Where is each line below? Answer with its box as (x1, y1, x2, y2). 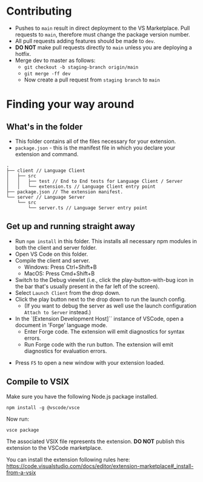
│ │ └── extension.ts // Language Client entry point (6, 184, 156, 190)
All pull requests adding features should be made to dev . (15, 37, 156, 44)
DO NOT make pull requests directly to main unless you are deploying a (15, 44, 192, 51)
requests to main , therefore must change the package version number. (15, 30, 190, 38)
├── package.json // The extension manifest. (6, 188, 123, 195)
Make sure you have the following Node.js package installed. (6, 393, 158, 400)
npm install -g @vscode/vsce (6, 404, 80, 411)
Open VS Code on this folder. (15, 250, 88, 258)
